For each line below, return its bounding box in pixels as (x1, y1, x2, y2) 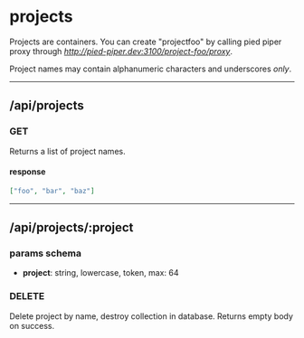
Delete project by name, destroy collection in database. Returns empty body (9, 310, 294, 322)
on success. (9, 320, 55, 331)
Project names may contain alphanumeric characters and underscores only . (9, 63, 292, 74)
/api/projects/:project (9, 220, 134, 236)
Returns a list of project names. (9, 146, 126, 156)
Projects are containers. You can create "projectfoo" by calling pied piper (9, 36, 282, 47)
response (9, 166, 46, 177)
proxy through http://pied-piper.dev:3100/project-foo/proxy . (9, 45, 233, 56)
